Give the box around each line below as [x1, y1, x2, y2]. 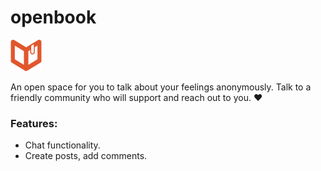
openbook [10, 6, 97, 29]
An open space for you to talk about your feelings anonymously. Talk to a [10, 81, 312, 93]
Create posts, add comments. [24, 150, 148, 162]
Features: [10, 116, 58, 130]
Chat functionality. [24, 139, 101, 151]
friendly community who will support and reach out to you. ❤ [10, 91, 263, 103]
